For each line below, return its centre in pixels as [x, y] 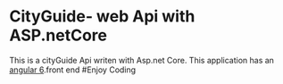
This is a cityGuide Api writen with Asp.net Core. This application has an [142, 60]
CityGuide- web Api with [102, 17]
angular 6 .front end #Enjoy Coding [73, 70]
